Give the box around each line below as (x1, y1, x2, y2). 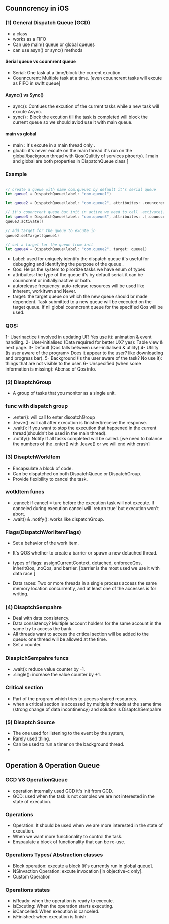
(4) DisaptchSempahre (5, 604, 62, 611)
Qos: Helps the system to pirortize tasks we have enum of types (12, 266, 145, 272)
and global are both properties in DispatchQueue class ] (12, 158, 129, 164)
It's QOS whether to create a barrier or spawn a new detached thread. (12, 550, 158, 556)
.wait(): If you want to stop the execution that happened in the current (12, 425, 157, 431)
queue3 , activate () (5, 219, 44, 224)
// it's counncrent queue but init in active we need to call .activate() (5, 210, 165, 215)
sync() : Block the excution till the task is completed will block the (12, 114, 148, 120)
